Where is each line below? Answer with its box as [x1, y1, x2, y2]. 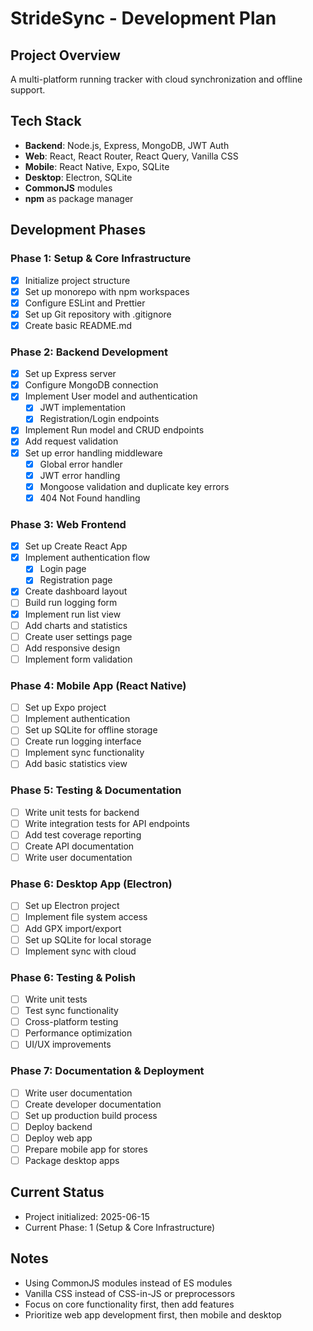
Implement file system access [24, 911, 148, 923]
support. [10, 84, 46, 96]
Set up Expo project [24, 702, 107, 714]
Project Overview [10, 47, 121, 64]
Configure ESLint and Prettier [24, 297, 146, 309]
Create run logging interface [24, 735, 142, 747]
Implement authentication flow [24, 552, 151, 564]
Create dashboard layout [24, 585, 128, 597]
